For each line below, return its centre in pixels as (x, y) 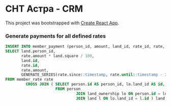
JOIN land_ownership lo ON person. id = (118, 94)
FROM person (68, 89)
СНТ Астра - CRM (44, 9)
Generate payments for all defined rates (55, 36)
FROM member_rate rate (29, 80)
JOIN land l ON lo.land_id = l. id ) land (120, 98)
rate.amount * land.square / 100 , (58, 56)
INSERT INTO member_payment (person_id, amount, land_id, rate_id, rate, (85, 47)
